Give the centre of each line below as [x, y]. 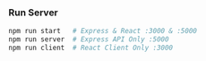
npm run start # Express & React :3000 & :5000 [103, 31]
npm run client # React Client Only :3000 [91, 48]
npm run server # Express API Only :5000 [89, 39]
